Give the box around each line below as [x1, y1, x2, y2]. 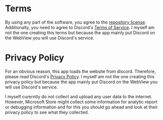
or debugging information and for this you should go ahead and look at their [5, 104, 158, 110]
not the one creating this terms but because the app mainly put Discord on [5, 30, 155, 35]
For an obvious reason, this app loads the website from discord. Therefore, [5, 68, 156, 74]
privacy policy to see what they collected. [5, 109, 89, 115]
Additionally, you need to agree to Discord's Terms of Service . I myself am [5, 24, 155, 30]
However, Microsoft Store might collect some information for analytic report [5, 99, 158, 105]
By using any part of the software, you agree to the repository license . [5, 19, 146, 25]
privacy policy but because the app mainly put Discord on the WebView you [5, 79, 158, 85]
